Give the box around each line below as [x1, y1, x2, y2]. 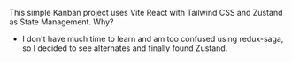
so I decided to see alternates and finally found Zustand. [21, 43, 228, 53]
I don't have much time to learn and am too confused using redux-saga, [21, 34, 284, 44]
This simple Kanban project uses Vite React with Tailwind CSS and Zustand [9, 8, 283, 17]
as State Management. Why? [9, 17, 114, 27]
